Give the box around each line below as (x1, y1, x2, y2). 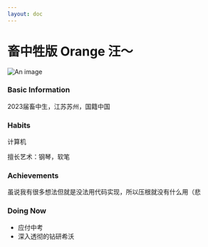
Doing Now (7, 206, 46, 216)
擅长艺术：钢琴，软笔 (7, 152, 70, 161)
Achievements (7, 171, 59, 181)
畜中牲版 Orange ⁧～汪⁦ (7, 43, 133, 59)
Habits (7, 120, 31, 130)
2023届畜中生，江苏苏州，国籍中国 (7, 102, 110, 110)
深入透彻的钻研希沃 (17, 232, 75, 241)
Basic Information (7, 85, 71, 95)
